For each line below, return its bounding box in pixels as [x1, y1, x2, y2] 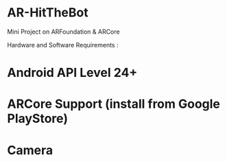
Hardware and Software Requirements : [7, 40, 119, 49]
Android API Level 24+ [7, 65, 138, 80]
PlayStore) [7, 111, 69, 126]
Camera [7, 142, 53, 158]
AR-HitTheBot [7, 5, 88, 21]
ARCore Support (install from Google [7, 96, 221, 112]
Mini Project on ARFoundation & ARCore [7, 27, 120, 36]
